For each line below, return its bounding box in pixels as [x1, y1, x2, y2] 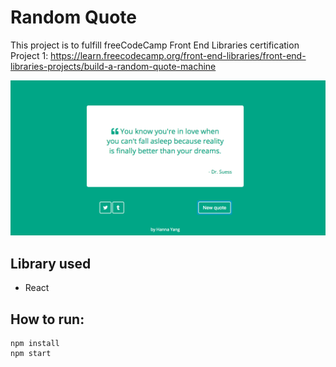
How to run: [10, 311, 85, 328]
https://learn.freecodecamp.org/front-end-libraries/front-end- [50, 49, 307, 61]
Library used [10, 255, 92, 272]
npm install [10, 339, 60, 349]
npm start [10, 349, 52, 359]
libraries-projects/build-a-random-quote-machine [10, 60, 217, 72]
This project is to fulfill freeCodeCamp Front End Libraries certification [10, 39, 300, 51]
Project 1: [10, 49, 49, 61]
